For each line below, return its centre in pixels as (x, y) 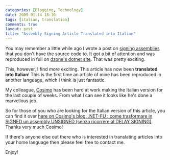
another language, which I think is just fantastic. (56, 80)
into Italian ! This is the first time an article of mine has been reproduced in (83, 74)
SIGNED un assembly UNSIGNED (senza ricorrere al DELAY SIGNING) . (79, 121)
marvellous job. (21, 101)
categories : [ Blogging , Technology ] (44, 10)
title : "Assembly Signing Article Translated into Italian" (71, 34)
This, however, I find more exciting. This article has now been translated (81, 69)
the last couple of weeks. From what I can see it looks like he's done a (79, 95)
